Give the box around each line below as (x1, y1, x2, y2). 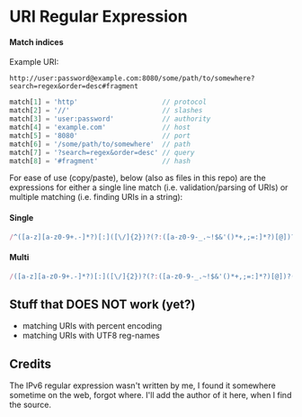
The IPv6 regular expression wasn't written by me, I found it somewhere (9, 380, 276, 391)
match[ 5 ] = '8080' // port (9, 131, 191, 141)
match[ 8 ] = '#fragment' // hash (9, 156, 191, 166)
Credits (9, 356, 52, 371)
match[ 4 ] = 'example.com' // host (9, 123, 191, 132)
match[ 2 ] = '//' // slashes (9, 106, 203, 115)
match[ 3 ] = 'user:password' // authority (9, 114, 211, 123)
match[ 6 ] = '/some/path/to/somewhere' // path (9, 140, 191, 149)
